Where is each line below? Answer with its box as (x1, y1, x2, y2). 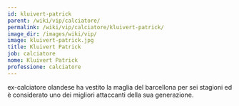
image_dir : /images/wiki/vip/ (7, 30, 98, 38)
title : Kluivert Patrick (7, 43, 81, 51)
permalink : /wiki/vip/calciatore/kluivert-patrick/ (7, 23, 164, 31)
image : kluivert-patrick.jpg (7, 37, 94, 44)
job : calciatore (7, 51, 56, 58)
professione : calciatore (7, 63, 81, 70)
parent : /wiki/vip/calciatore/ (7, 17, 101, 24)
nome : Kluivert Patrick (7, 57, 78, 64)
